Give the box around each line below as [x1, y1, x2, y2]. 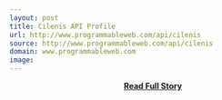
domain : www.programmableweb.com [9, 47, 136, 56]
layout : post [9, 13, 59, 23]
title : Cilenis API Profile [9, 22, 116, 31]
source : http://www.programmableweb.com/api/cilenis [9, 38, 214, 48]
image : [9, 55, 35, 65]
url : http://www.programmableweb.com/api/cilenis [9, 30, 202, 39]
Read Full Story [123, 81, 183, 91]
